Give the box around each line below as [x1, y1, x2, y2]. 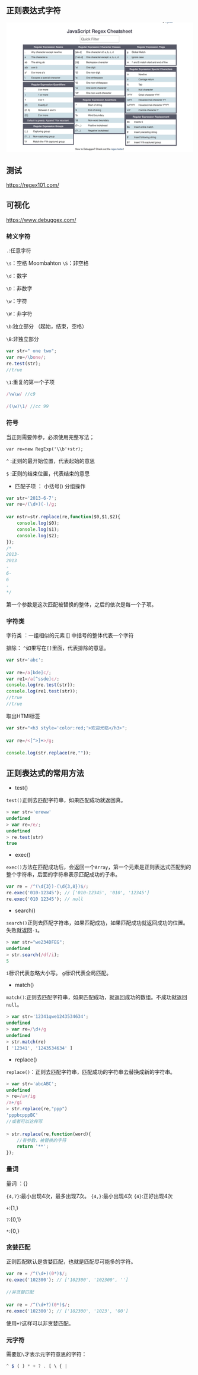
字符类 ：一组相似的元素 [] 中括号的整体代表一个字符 [6, 631, 135, 638]
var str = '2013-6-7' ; [6, 495, 58, 501]
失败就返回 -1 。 [6, 926, 43, 934]
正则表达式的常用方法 [6, 768, 84, 778]
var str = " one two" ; [6, 348, 58, 354]
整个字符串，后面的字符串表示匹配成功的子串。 [6, 871, 120, 878]
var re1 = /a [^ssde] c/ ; [6, 676, 60, 682]
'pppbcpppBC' [6, 1112, 39, 1119]
